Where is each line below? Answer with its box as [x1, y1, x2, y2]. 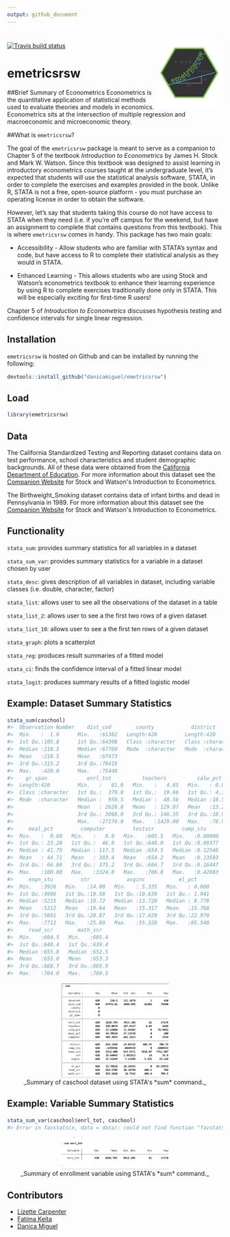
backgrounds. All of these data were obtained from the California [7, 463, 190, 471]
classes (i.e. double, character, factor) [7, 585, 114, 593]
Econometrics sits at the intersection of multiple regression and [7, 110, 186, 118]
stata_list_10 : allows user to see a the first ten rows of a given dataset [7, 624, 209, 633]
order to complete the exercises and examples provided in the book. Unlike [7, 180, 219, 189]
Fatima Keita [16, 1215, 53, 1223]
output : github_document [7, 11, 78, 18]
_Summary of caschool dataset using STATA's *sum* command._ [23, 1078, 207, 1087]
